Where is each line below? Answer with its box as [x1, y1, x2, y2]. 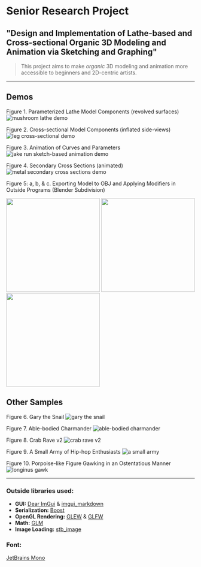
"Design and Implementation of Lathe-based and [6, 28, 193, 38]
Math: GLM [14, 519, 44, 526]
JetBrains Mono [6, 554, 45, 562]
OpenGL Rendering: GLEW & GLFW [14, 512, 103, 520]
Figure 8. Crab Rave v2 [6, 436, 63, 444]
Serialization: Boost [14, 506, 65, 514]
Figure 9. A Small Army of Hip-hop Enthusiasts [6, 448, 121, 455]
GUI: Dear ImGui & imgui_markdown [14, 500, 103, 507]
